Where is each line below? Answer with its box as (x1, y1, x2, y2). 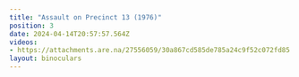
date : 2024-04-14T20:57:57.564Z (9, 29, 130, 38)
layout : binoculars (9, 54, 82, 63)
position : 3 (9, 21, 54, 30)
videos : (9, 37, 38, 47)
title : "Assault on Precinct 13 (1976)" (9, 12, 163, 22)
